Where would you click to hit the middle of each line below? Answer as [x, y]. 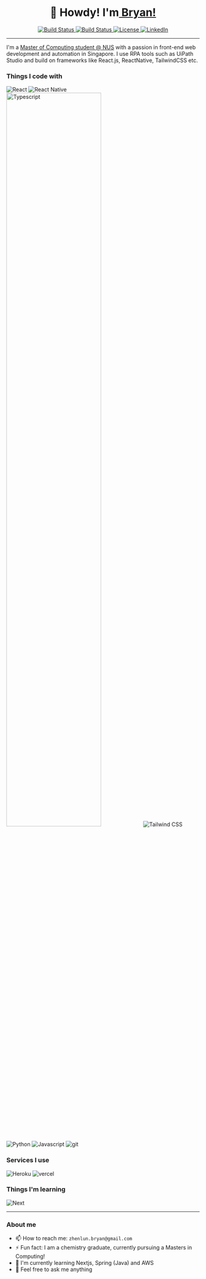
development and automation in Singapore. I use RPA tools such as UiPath [100, 53]
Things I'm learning [36, 1189]
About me [21, 1224]
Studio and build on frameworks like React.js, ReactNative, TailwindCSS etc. [102, 60]
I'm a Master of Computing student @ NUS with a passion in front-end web [101, 47]
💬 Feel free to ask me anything [54, 1269]
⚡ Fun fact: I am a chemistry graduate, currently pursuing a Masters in [104, 1248]
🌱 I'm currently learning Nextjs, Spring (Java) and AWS [85, 1263]
